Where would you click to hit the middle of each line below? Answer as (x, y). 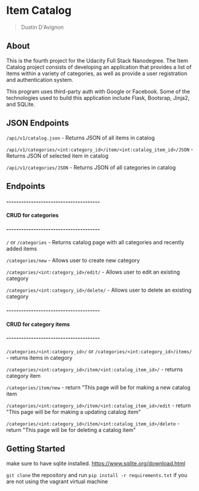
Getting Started (36, 449)
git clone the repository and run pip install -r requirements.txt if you (97, 475)
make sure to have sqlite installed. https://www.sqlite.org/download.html (96, 463)
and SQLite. (21, 104)
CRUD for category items (38, 324)
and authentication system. (40, 79)
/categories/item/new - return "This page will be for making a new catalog (98, 387)
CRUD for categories (32, 215)
